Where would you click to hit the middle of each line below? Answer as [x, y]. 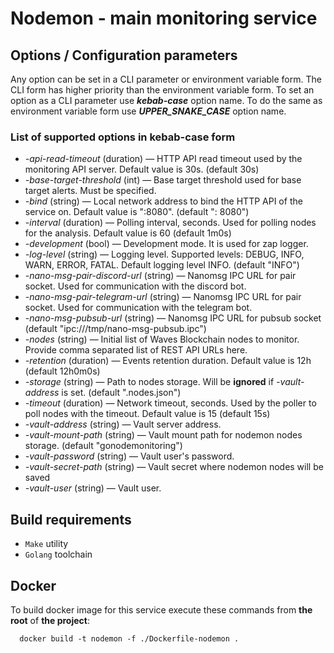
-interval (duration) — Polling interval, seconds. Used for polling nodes [170, 223]
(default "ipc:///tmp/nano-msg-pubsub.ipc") [115, 329]
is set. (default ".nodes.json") [121, 393]
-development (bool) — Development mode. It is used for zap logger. [166, 244]
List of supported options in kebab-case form [123, 137]
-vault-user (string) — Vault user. [93, 488]
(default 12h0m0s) [62, 371]
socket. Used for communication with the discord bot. [135, 286]
